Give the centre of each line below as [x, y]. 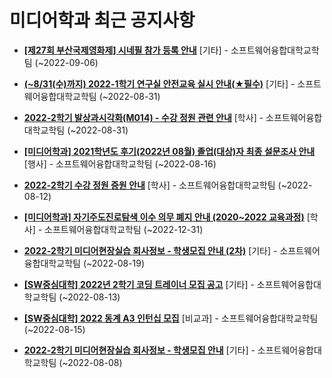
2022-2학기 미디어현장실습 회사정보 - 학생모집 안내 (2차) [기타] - [150, 250]
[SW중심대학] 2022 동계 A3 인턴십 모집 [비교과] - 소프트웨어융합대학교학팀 [171, 318]
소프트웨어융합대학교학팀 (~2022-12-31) [124, 229]
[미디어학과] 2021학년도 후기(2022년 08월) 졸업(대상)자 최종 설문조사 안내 [169, 151]
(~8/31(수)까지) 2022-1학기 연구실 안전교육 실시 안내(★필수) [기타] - [159, 83]
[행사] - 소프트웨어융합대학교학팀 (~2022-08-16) [120, 163]
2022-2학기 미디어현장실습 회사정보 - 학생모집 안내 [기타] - [139, 350]
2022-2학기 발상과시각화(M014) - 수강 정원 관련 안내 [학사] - [143, 117]
